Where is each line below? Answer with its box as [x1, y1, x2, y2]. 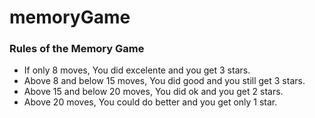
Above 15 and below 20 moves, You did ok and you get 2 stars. [23, 86, 284, 98]
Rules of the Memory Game [9, 42, 145, 56]
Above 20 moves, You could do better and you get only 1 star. [23, 96, 278, 108]
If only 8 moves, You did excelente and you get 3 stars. [23, 64, 251, 76]
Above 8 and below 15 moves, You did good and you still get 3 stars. [23, 75, 306, 87]
